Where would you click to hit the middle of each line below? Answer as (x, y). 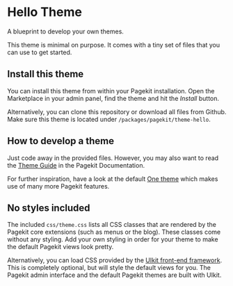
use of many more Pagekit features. (58, 186)
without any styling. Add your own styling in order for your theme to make (113, 239)
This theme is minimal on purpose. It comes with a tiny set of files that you (114, 45)
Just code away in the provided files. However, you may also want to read (113, 158)
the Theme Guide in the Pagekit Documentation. (76, 165)
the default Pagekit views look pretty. (61, 247)
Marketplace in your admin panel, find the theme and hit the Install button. (113, 98)
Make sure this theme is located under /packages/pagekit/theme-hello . (109, 119)
